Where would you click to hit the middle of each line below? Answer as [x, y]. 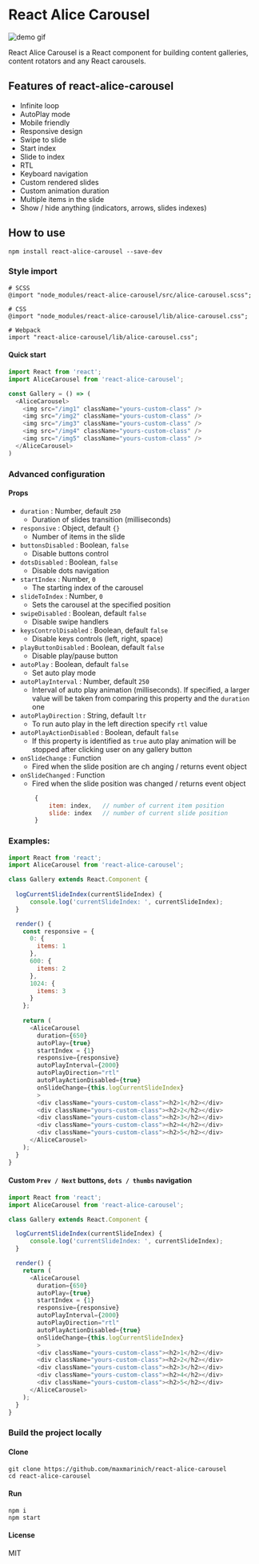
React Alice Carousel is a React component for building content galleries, [129, 52]
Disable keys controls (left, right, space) [98, 638]
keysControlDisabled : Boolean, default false [94, 630]
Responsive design [51, 131]
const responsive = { [58, 932]
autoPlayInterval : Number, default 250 [84, 681]
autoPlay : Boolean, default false [74, 664]
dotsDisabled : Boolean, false [69, 562]
